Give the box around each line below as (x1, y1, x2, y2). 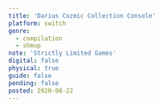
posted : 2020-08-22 (8, 86, 74, 95)
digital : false (8, 57, 59, 65)
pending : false (8, 79, 59, 87)
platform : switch (8, 19, 67, 27)
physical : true (8, 64, 59, 72)
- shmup (15, 42, 42, 50)
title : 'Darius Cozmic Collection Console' (8, 11, 157, 20)
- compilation (15, 34, 63, 43)
